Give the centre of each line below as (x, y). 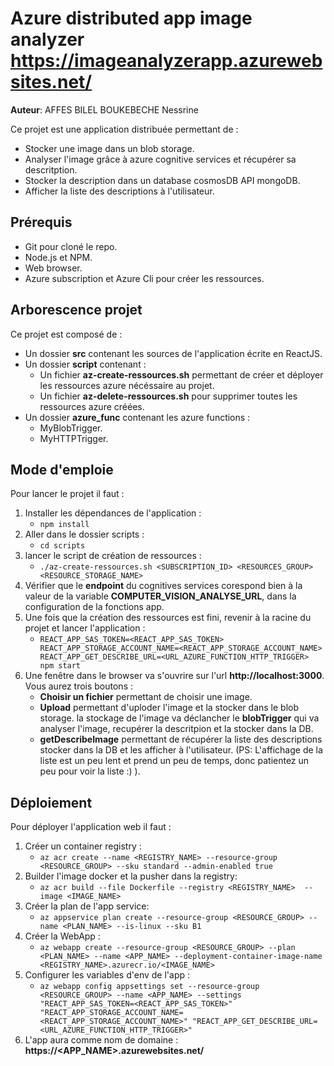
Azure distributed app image (131, 18)
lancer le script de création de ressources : (113, 556)
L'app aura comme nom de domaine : (101, 1040)
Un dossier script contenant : (85, 364)
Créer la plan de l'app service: (87, 906)
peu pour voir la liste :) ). (90, 771)
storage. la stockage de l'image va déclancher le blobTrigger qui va (179, 718)
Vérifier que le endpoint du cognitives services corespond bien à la (163, 586)
